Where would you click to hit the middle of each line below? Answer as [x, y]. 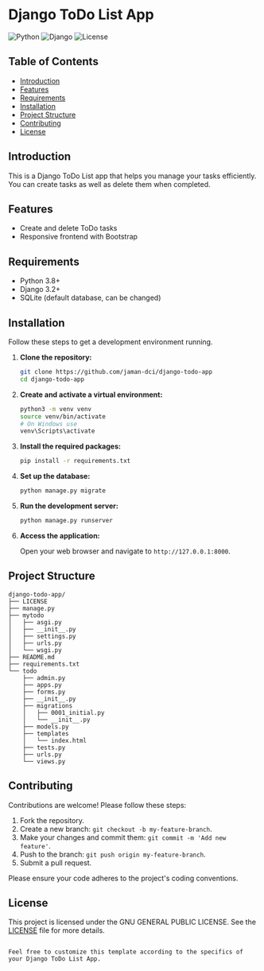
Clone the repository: [56, 357]
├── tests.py [44, 748]
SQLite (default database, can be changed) [90, 298]
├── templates [46, 733]
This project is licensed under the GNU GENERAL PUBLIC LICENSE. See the [132, 922]
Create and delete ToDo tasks [68, 228]
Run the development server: [69, 506]
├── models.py [46, 726]
